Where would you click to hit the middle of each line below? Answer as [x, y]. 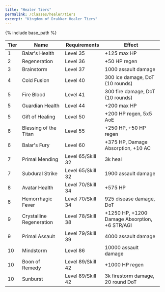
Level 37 [75, 70]
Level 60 [75, 145]
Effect [131, 45]
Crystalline [34, 216]
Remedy [31, 268]
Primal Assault [39, 236]
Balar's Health [38, 53]
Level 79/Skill [81, 233]
